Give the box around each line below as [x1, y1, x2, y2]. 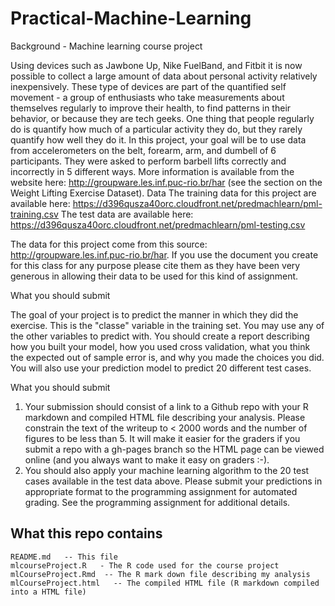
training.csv [10, 208, 59, 220]
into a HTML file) [10, 587, 87, 597]
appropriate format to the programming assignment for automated [24, 485, 298, 497]
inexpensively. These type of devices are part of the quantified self [10, 80, 287, 92]
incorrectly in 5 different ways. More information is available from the [10, 165, 295, 177]
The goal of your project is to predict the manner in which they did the [10, 308, 299, 321]
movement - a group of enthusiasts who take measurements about [10, 91, 285, 103]
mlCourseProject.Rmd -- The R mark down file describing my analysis [10, 569, 311, 579]
